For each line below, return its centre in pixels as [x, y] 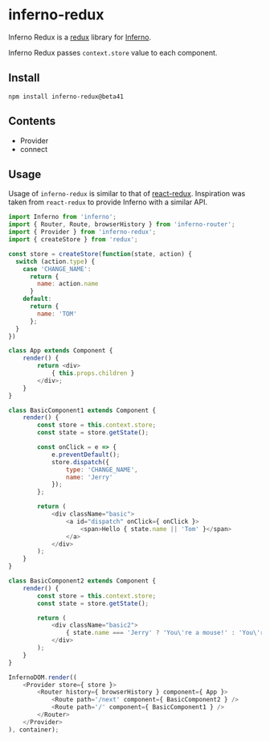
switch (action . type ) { [55, 261]
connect [34, 149]
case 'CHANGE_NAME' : [57, 269]
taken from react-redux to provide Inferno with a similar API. [108, 202]
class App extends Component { [61, 351]
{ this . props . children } [93, 373]
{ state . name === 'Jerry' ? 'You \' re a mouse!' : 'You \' [163, 633]
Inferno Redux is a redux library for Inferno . [80, 37]
